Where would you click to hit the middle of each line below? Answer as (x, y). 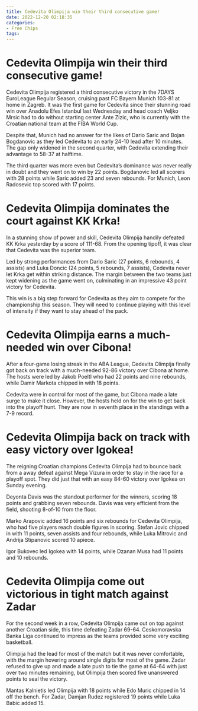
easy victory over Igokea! (70, 450)
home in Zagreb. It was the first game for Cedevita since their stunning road (98, 105)
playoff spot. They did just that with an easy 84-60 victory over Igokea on (96, 479)
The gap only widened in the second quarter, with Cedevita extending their (97, 148)
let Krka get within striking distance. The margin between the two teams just (99, 274)
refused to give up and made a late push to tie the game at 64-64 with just (97, 666)
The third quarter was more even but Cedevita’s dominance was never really (99, 166)
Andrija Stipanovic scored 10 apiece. (51, 539)
